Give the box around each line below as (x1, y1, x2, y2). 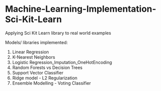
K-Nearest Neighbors (12, 54, 55, 60)
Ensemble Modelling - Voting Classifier (12, 80, 91, 86)
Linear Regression (12, 49, 49, 55)
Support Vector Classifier (12, 69, 64, 75)
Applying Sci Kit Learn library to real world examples (5, 30, 111, 36)
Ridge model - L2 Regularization (12, 75, 78, 81)
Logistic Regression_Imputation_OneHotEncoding (12, 59, 112, 65)
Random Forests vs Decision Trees (12, 65, 82, 70)
